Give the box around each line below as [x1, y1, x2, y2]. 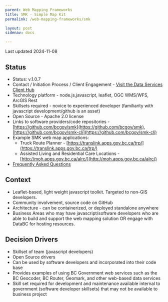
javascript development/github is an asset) [12, 108, 100, 114]
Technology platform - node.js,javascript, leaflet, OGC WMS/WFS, [12, 92, 149, 98]
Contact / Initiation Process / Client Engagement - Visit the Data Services [12, 81, 163, 87]
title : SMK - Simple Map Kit [5, 12, 66, 17]
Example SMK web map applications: [12, 134, 89, 140]
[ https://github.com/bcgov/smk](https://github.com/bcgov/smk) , [12, 123, 145, 130]
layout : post [5, 25, 32, 30]
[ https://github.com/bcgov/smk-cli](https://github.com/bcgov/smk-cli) [12, 129, 157, 135]
